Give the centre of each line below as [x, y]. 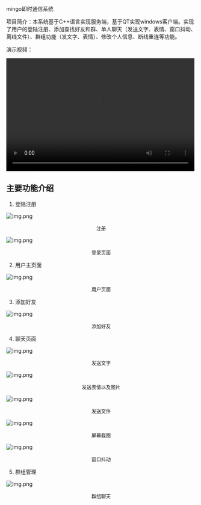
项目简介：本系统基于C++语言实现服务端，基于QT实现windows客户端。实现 [100, 22]
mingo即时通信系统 [30, 9]
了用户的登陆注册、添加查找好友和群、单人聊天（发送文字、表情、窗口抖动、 [101, 29]
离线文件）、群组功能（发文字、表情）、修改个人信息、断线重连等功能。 [93, 37]
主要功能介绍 [30, 188]
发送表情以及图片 [101, 387]
